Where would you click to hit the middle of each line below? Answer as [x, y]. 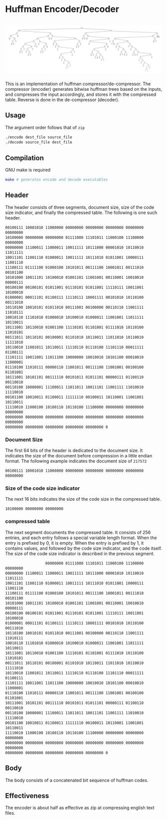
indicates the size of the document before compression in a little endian [79, 456]
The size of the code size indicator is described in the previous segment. [80, 553]
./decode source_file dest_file [39, 142]
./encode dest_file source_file [39, 137]
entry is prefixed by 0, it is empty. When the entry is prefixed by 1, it [75, 543]
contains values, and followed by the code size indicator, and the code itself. [83, 548]
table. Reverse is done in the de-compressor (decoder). [62, 100]
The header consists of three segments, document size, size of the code [80, 207]
